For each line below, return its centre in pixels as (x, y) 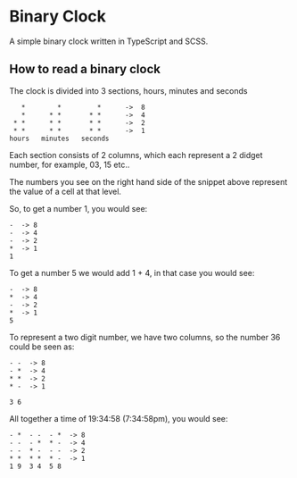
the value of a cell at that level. (66, 191)
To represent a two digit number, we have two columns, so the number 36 (145, 337)
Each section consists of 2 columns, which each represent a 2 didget (136, 155)
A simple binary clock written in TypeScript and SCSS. (109, 41)
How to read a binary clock (85, 69)
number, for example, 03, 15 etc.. (70, 164)
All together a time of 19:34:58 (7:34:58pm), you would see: (119, 418)
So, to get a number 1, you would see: (78, 208)
